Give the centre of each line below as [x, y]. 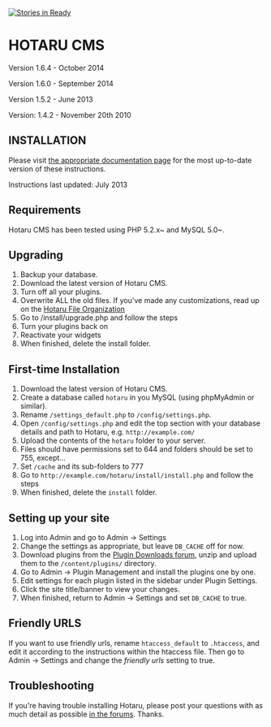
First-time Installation [64, 369]
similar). [33, 406]
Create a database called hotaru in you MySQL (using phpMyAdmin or [137, 397]
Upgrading [36, 255]
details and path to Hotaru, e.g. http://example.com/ [108, 432]
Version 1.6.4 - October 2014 [56, 67]
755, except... [43, 458]
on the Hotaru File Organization [73, 309]
